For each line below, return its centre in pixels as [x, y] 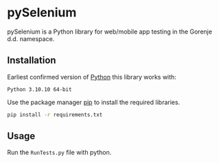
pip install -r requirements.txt [55, 114]
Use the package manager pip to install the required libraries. [94, 102]
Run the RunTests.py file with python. [59, 153]
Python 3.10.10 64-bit [39, 89]
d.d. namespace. [31, 38]
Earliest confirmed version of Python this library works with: [92, 77]
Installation [32, 61]
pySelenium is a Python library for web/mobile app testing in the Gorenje [110, 32]
